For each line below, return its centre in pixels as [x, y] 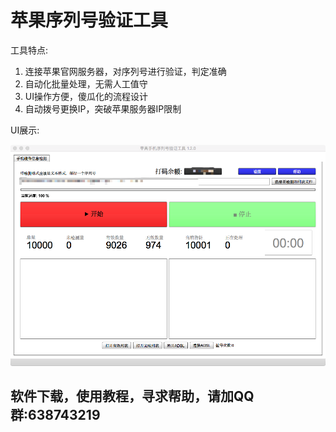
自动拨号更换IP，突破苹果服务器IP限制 [103, 108]
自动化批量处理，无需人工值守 [86, 83]
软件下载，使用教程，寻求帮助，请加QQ [132, 396]
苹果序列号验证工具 [89, 20]
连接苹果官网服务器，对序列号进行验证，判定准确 [125, 71]
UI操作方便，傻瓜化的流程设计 [86, 96]
